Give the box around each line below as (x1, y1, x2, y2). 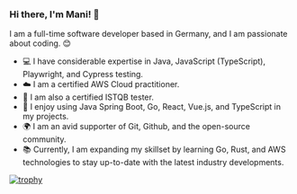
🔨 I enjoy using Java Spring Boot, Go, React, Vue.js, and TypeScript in (22, 101, 282, 112)
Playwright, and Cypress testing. (22, 69, 144, 80)
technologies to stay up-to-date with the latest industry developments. (22, 157, 284, 168)
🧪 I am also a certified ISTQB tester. (22, 92, 155, 102)
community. (22, 134, 67, 145)
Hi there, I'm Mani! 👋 (9, 8, 100, 21)
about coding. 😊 (9, 38, 72, 48)
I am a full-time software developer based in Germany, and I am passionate (9, 29, 288, 40)
